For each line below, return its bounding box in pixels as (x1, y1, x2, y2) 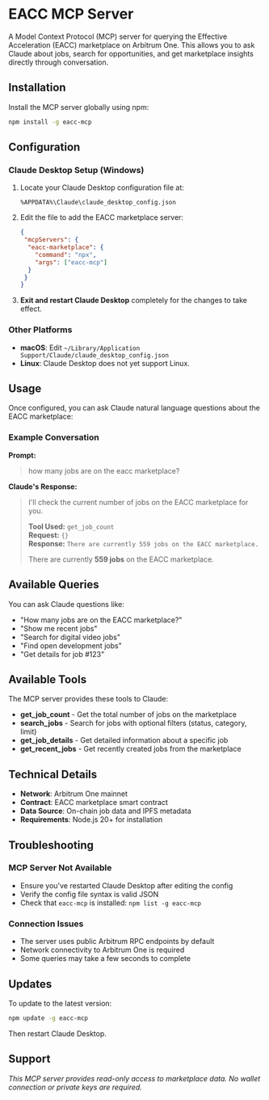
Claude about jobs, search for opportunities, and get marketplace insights (8, 48, 254, 58)
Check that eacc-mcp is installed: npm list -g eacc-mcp (19, 898, 202, 908)
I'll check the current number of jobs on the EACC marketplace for (27, 497, 249, 507)
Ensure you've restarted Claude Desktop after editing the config (19, 880, 233, 890)
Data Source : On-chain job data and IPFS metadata (19, 806, 191, 816)
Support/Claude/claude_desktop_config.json (19, 351, 170, 360)
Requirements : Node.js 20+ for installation (19, 815, 163, 824)
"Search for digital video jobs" (19, 632, 121, 642)
